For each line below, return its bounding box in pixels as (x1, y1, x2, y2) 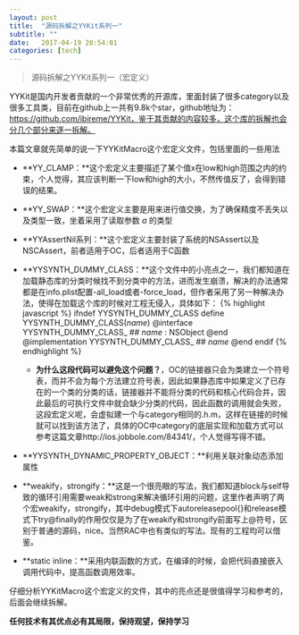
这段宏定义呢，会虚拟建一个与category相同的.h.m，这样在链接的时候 (35, 409, 288, 420)
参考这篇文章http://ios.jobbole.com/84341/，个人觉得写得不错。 (35, 431, 270, 443)
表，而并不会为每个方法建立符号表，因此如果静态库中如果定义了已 (35, 376, 278, 386)
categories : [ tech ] (9, 47, 82, 55)
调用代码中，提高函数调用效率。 (21, 567, 140, 578)
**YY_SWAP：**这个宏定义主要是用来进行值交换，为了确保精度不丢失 (21, 204, 281, 215)
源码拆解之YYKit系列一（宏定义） (30, 72, 154, 83)
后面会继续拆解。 (9, 597, 72, 608)
